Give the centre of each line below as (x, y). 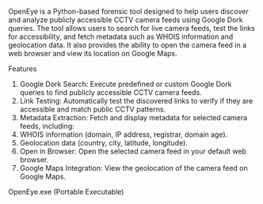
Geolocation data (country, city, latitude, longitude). (104, 143)
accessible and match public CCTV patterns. (93, 109)
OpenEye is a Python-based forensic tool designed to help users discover (128, 11)
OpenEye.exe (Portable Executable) (66, 192)
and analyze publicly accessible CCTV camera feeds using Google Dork (126, 20)
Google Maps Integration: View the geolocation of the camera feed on (133, 168)
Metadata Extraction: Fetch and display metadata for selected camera (133, 117)
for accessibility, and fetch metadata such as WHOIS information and (121, 36)
